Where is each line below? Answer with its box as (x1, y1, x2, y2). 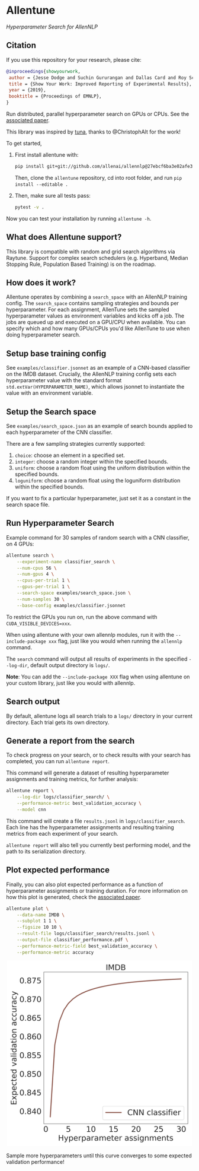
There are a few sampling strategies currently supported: (6, 440, 146, 447)
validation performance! (6, 1158, 65, 1165)
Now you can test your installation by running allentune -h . (6, 215, 152, 222)
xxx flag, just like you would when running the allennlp (48, 637, 182, 645)
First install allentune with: (14, 151, 79, 158)
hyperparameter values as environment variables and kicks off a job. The (6, 312, 185, 319)
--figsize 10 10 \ (17, 924, 62, 931)
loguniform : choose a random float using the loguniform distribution (14, 477, 181, 484)
